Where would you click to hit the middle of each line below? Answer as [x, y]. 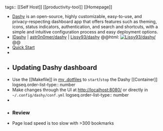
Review [21, 113]
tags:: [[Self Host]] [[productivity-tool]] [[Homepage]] [59, 7]
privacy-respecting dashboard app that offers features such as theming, [84, 22]
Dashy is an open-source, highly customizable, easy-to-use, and [77, 16]
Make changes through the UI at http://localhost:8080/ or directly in [80, 90]
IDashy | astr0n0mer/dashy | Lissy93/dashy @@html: [65, 37]
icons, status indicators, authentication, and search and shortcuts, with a [85, 27]
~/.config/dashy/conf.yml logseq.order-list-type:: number [70, 95]
